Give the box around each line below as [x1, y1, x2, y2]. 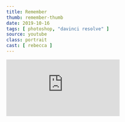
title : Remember [6, 8, 47, 15]
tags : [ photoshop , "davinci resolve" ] [6, 25, 110, 32]
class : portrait [6, 37, 47, 43]
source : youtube [6, 31, 47, 37]
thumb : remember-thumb [6, 14, 63, 21]
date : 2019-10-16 [6, 20, 50, 26]
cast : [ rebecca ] [6, 43, 53, 49]
